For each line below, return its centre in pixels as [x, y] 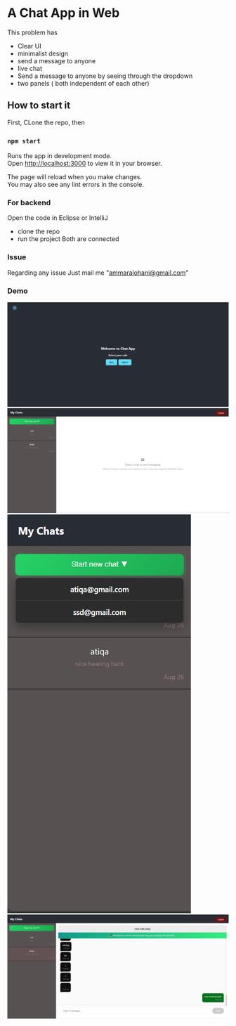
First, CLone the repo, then [46, 122]
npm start [24, 141]
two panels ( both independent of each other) [83, 83]
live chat [29, 68]
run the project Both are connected [68, 239]
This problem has [32, 32]
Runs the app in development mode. [60, 156]
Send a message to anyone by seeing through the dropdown [105, 76]
